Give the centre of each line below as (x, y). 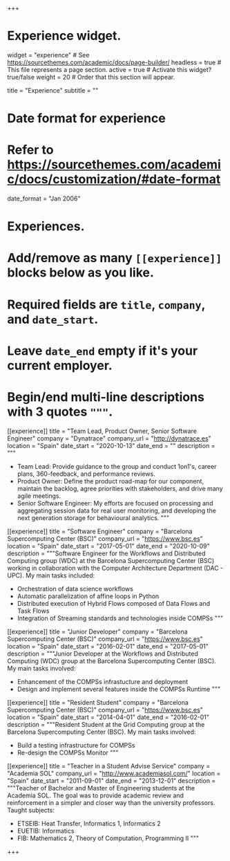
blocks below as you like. (80, 273)
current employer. (60, 365)
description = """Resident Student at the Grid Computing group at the (106, 724)
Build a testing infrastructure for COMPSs (76, 745)
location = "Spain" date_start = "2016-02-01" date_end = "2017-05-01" (108, 646)
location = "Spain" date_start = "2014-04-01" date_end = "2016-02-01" (108, 717)
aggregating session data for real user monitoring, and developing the (116, 510)
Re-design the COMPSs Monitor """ (68, 752)
